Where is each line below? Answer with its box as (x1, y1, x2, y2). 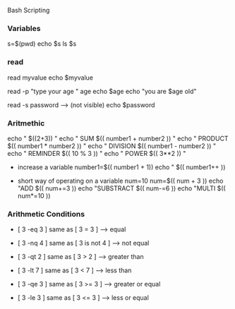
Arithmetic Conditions (7, 209, 85, 219)
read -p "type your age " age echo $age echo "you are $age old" (7, 87, 197, 95)
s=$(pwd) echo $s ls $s (7, 40, 77, 48)
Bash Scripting (7, 6, 50, 14)
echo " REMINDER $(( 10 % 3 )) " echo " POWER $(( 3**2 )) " (7, 149, 186, 157)
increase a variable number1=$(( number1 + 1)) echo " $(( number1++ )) (17, 162, 226, 171)
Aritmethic (7, 118, 45, 128)
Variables (7, 23, 41, 33)
